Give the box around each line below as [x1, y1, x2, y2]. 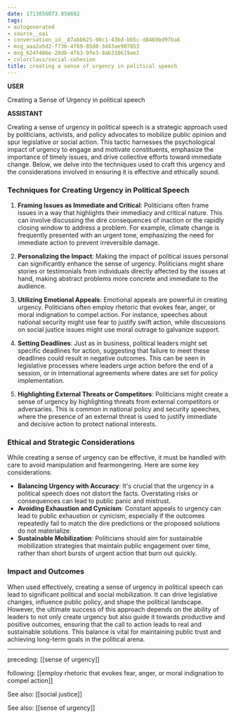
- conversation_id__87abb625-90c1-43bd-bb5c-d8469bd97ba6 [7, 37, 181, 44]
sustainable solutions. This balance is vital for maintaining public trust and [7, 627, 221, 636]
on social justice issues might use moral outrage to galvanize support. [17, 325, 220, 334]
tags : [7, 17, 23, 24]
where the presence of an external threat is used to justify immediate [17, 412, 218, 420]
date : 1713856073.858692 [7, 10, 80, 18]
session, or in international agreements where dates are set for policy [17, 368, 218, 377]
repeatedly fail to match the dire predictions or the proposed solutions [17, 519, 221, 528]
